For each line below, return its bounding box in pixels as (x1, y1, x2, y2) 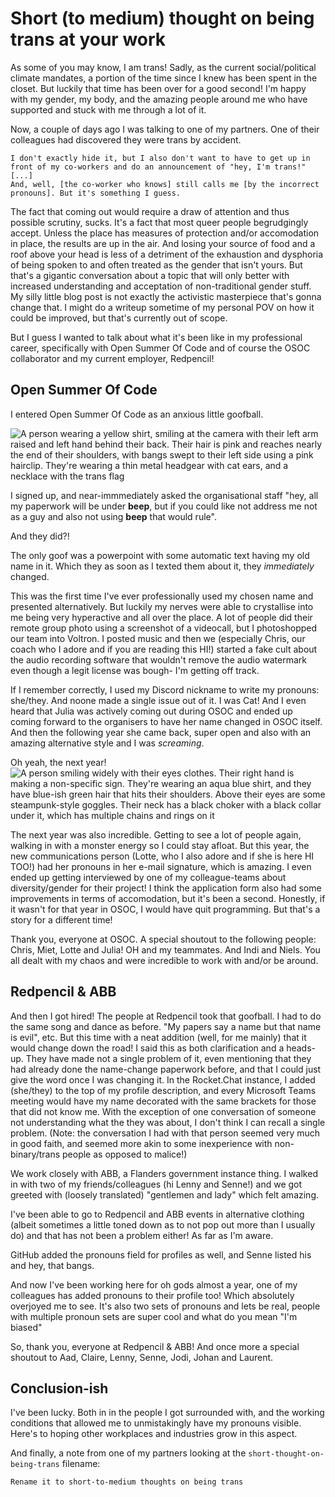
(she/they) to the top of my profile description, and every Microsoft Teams (10, 1084, 317, 1096)
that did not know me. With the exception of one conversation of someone (10, 1105, 317, 1117)
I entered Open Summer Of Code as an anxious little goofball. (10, 408, 264, 420)
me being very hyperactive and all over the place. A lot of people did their (10, 611, 313, 623)
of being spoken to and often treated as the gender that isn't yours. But (10, 258, 303, 271)
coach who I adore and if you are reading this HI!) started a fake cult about (10, 643, 318, 655)
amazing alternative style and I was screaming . (10, 737, 205, 749)
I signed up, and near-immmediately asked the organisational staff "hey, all (10, 489, 319, 501)
